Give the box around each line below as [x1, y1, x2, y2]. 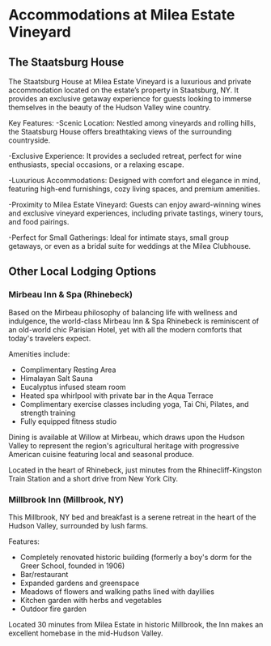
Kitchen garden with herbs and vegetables [19, 595, 162, 605]
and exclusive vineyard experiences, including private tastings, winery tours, [8, 208, 264, 218]
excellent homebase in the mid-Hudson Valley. [8, 628, 163, 638]
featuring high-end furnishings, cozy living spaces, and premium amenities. [8, 184, 260, 194]
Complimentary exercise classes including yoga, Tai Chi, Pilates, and [19, 399, 249, 409]
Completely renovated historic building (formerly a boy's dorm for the [19, 552, 252, 562]
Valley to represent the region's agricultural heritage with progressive [8, 440, 239, 451]
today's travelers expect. [8, 333, 91, 343]
